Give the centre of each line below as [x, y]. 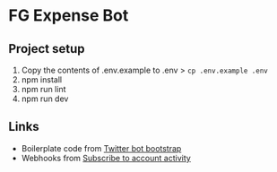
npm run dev [45, 99]
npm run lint [43, 89]
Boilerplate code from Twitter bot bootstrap [101, 148]
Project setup [47, 49]
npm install [42, 80]
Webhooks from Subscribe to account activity [106, 158]
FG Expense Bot [69, 16]
